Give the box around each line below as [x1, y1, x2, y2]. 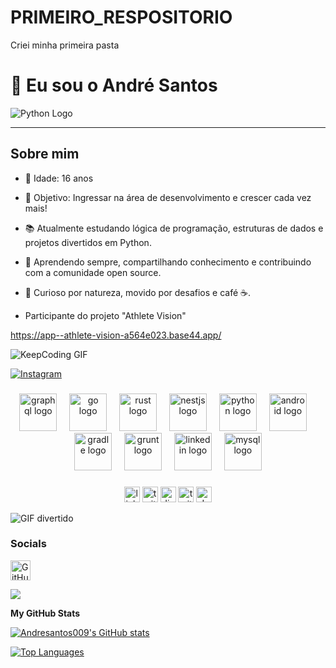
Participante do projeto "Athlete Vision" [24, 309, 187, 321]
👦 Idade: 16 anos [24, 172, 94, 184]
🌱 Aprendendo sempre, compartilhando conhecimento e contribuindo [24, 256, 312, 268]
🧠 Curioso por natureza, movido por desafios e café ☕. [24, 286, 252, 298]
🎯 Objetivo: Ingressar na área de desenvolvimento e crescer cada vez [24, 191, 312, 203]
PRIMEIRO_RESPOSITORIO [10, 6, 233, 29]
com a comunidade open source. [24, 266, 162, 278]
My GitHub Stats [10, 607, 81, 619]
